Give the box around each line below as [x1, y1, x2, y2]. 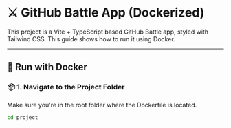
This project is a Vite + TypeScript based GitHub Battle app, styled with [7, 28, 208, 36]
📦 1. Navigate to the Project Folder [7, 83, 125, 92]
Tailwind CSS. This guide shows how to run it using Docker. [7, 34, 175, 43]
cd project [7, 114, 38, 121]
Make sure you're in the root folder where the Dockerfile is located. [7, 100, 197, 109]
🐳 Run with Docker [7, 61, 88, 73]
